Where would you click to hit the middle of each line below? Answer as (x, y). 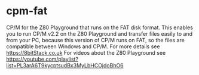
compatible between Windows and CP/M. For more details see (83, 46)
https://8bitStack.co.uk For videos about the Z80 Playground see (86, 52)
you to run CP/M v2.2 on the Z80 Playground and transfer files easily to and (99, 33)
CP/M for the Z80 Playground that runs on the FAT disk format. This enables (99, 27)
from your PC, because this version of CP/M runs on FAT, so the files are (96, 40)
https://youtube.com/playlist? (42, 59)
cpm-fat (27, 11)
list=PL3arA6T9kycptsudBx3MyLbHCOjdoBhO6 (65, 65)
